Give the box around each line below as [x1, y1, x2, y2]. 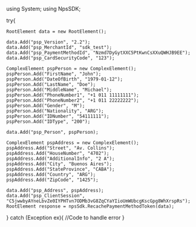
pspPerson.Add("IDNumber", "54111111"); [6, 113, 110, 119]
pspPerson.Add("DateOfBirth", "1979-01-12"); [6, 76, 123, 82]
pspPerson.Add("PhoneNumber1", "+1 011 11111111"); [6, 92, 139, 98]
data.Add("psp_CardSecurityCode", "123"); [6, 55, 115, 61]
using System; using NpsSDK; [6, 5, 81, 12]
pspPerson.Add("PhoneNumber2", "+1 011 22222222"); [6, 97, 139, 104]
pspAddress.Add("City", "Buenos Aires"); [6, 161, 113, 167]
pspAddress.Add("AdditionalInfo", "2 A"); [6, 156, 115, 162]
